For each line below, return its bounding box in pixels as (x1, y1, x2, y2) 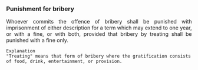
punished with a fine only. (6, 37, 69, 44)
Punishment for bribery (6, 5, 75, 13)
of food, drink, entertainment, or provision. (6, 58, 123, 65)
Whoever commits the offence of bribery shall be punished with (6, 18, 192, 25)
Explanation (6, 48, 35, 54)
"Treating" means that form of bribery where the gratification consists (6, 54, 192, 59)
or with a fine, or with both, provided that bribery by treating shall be (6, 31, 192, 38)
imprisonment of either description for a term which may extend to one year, (6, 24, 192, 31)
